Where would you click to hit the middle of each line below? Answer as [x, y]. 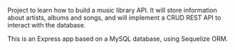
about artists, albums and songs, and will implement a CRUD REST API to [114, 18]
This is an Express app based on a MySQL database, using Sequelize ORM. [118, 39]
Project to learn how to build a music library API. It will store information [112, 10]
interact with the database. [47, 25]
